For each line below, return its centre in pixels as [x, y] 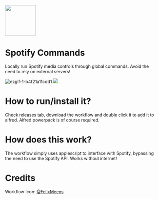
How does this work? [48, 140]
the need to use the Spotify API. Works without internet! [61, 158]
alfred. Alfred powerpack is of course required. [52, 120]
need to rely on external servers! [38, 72]
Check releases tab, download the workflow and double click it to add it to [80, 115]
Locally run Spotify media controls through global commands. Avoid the [77, 66]
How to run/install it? [48, 101]
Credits [20, 178]
